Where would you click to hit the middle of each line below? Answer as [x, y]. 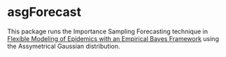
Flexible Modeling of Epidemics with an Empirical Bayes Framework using [113, 38]
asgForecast [44, 12]
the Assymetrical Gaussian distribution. [64, 46]
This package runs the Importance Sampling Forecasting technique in [108, 31]
